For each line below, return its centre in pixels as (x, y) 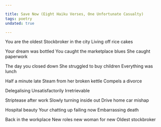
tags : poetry (19, 19)
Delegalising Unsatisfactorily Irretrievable (48, 91)
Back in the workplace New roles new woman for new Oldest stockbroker (80, 120)
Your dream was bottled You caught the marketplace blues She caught (78, 51)
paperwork (16, 57)
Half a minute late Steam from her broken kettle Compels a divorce (74, 81)
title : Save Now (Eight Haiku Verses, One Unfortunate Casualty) (74, 14)
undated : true (20, 23)
